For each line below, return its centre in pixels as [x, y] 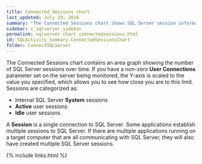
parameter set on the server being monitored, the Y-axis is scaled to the [95, 75]
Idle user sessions [38, 113]
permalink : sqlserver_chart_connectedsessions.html [72, 34]
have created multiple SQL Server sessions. [60, 143]
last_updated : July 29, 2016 [43, 17]
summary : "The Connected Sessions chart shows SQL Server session [91, 23]
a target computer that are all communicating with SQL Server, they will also [100, 137]
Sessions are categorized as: [42, 88]
